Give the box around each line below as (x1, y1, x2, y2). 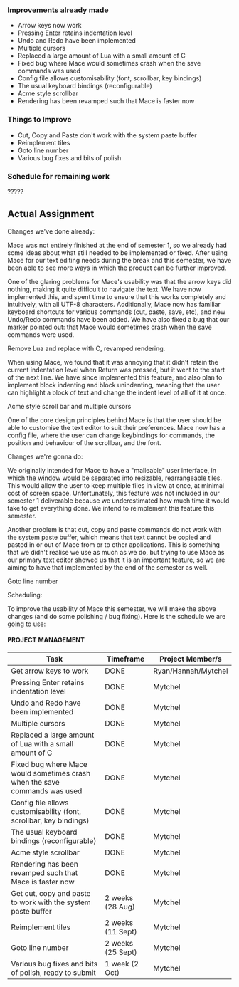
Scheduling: (7, 590, 43, 599)
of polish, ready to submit (11, 967, 96, 977)
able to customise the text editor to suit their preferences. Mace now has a (7, 423, 225, 432)
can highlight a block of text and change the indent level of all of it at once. (7, 388, 226, 397)
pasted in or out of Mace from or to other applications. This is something (7, 540, 221, 549)
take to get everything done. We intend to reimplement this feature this (7, 503, 215, 512)
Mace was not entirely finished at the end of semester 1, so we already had (7, 241, 228, 249)
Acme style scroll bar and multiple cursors (7, 402, 132, 410)
